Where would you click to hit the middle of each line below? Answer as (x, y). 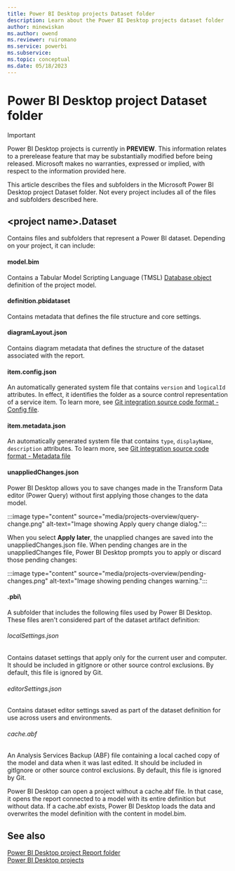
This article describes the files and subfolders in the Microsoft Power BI (110, 184)
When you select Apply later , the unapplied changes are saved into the (110, 537)
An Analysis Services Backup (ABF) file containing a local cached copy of (114, 755)
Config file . (23, 410)
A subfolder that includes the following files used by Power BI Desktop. (110, 612)
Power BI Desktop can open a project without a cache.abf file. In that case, (115, 791)
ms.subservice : (29, 53)
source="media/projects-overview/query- (139, 516)
